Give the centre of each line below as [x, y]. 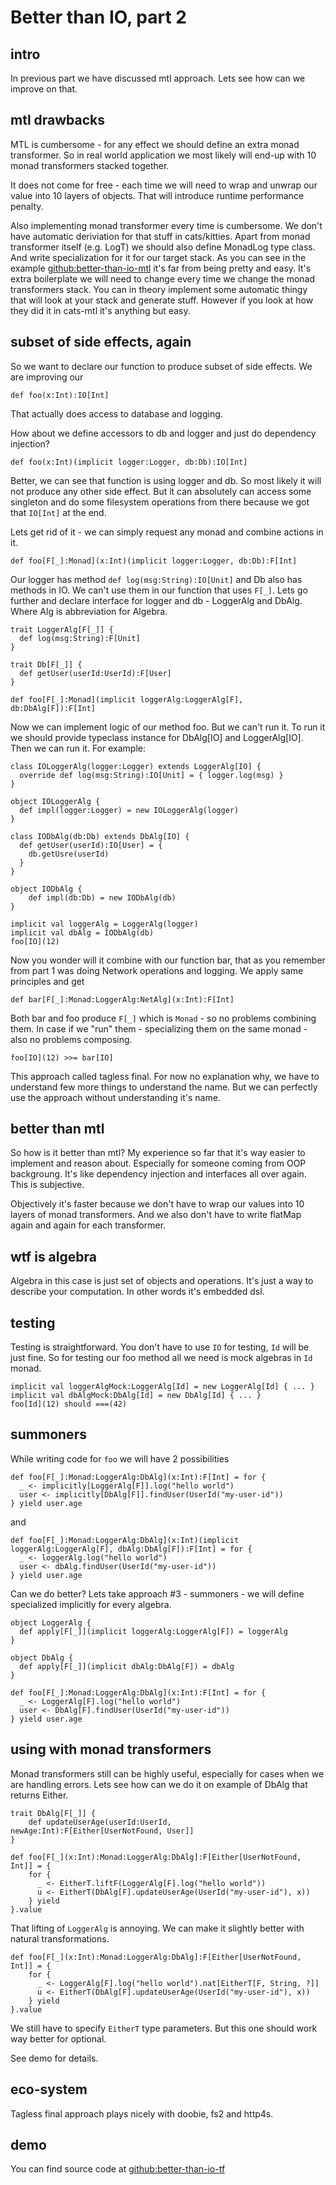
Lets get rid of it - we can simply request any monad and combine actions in [167, 532]
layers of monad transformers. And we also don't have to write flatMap [156, 1215]
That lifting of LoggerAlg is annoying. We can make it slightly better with [157, 1928]
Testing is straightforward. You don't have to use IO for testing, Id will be [160, 1347]
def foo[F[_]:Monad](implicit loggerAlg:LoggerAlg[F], [127, 699]
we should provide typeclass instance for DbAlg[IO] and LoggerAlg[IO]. [157, 737]
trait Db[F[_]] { [46, 664]
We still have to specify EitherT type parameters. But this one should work [164, 2028]
